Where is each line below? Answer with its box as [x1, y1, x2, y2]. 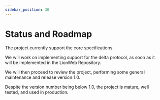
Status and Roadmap [5, 28, 92, 39]
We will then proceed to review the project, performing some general [5, 69, 145, 75]
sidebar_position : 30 [5, 7, 50, 12]
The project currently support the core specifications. [5, 45, 114, 51]
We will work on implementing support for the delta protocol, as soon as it [5, 54, 155, 60]
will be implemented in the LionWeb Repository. [5, 60, 101, 66]
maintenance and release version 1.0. [5, 74, 81, 80]
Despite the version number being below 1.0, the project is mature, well [5, 84, 149, 90]
